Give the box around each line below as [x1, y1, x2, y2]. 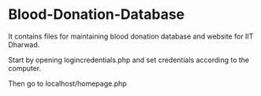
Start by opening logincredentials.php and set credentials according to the [8, 55, 250, 65]
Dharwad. [8, 39, 40, 49]
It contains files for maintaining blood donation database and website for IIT [8, 31, 254, 41]
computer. [8, 63, 42, 72]
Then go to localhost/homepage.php [8, 79, 128, 88]
